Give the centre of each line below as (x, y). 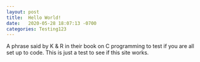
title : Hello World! (34, 18)
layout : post (23, 12)
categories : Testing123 (37, 29)
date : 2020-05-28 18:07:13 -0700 (52, 23)
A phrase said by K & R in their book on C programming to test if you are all (100, 46)
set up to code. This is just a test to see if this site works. (78, 53)
